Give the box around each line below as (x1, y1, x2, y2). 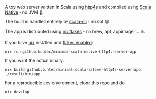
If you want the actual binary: (5, 58, 64, 63)
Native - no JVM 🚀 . (5, 9, 44, 15)
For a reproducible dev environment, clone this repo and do (5, 80, 125, 86)
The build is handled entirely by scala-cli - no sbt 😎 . (5, 19, 111, 24)
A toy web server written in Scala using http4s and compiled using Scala (5, 4, 151, 10)
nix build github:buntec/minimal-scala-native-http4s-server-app (5, 67, 141, 72)
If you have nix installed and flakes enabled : (5, 40, 93, 45)
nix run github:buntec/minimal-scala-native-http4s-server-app (5, 49, 137, 54)
